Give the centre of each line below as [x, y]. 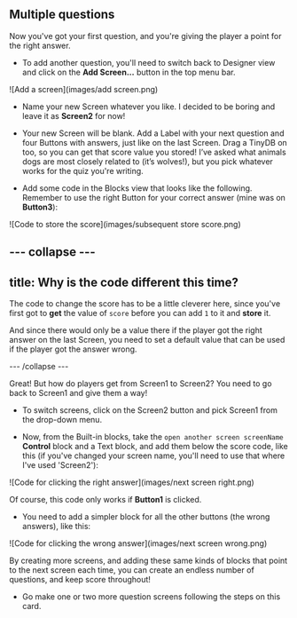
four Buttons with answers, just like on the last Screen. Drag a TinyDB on [155, 142]
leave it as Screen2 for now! [74, 115]
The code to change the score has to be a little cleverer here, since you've [145, 304]
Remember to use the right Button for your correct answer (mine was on [154, 197]
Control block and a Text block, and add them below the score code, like [155, 447]
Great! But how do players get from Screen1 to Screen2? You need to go [141, 384]
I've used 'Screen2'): [60, 465]
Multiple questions [62, 15]
